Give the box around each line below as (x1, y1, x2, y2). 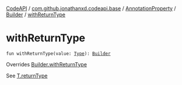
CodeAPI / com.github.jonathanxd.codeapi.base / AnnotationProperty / (6, 5, 176, 12)
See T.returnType (6, 72, 48, 79)
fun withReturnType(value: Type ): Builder (6, 51, 111, 56)
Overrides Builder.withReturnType (6, 61, 87, 68)
